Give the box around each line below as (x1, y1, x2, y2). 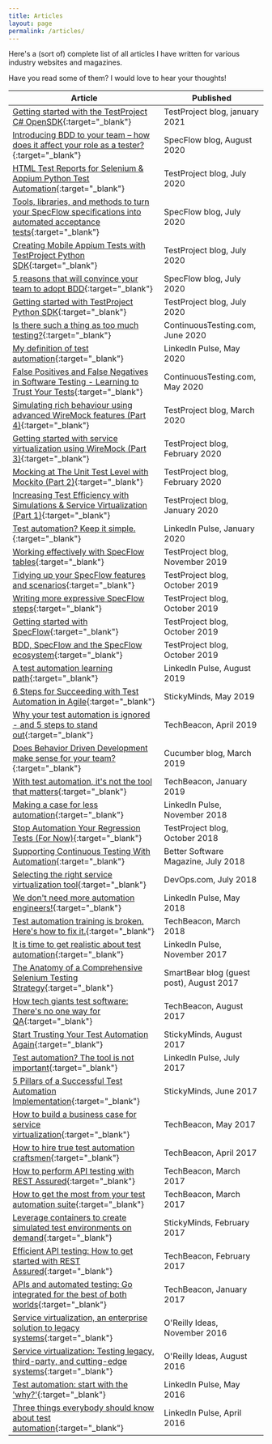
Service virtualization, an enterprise (12, 1312, 148, 1323)
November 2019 (164, 556, 227, 567)
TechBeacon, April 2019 (164, 720, 257, 731)
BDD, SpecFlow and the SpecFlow (12, 639, 142, 651)
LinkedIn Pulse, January (164, 523, 255, 534)
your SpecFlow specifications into (12, 206, 142, 218)
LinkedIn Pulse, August (164, 663, 251, 674)
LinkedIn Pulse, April (164, 1408, 241, 1419)
